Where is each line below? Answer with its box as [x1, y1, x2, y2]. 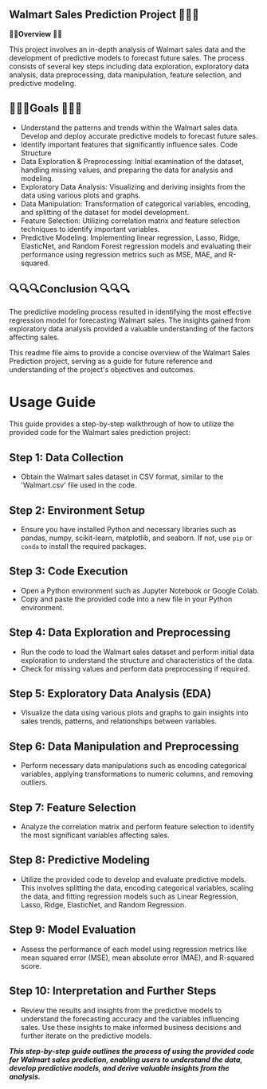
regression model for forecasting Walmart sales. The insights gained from [9, 315, 251, 325]
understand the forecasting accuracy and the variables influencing [20, 1013, 240, 1024]
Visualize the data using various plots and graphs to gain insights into [20, 708, 249, 718]
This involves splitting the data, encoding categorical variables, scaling [20, 883, 253, 892]
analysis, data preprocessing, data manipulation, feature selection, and [9, 69, 241, 80]
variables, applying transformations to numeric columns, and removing [20, 770, 253, 779]
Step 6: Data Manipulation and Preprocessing [9, 739, 240, 753]
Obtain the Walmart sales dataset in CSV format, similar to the [20, 472, 224, 482]
